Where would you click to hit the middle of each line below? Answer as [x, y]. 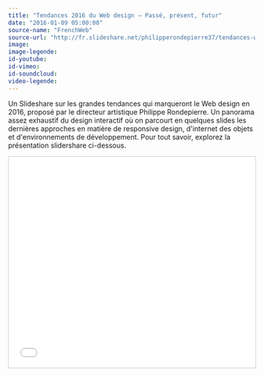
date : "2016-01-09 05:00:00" [56, 23]
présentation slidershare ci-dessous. [67, 145]
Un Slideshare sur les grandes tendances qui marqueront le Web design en [129, 104]
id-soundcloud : [33, 74]
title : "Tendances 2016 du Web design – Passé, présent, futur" [115, 15]
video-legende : [33, 81]
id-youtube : [27, 60]
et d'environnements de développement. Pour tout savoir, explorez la [119, 137]
